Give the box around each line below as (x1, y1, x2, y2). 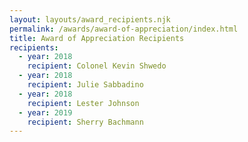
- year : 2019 (18, 107, 73, 118)
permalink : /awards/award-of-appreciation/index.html (9, 24, 239, 34)
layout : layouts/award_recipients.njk (9, 14, 171, 25)
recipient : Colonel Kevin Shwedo (27, 61, 167, 71)
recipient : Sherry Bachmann (27, 117, 144, 127)
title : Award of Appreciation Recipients (9, 33, 185, 43)
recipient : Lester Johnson (27, 98, 140, 108)
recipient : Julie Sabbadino (27, 80, 144, 90)
